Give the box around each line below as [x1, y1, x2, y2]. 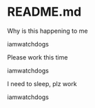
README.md [7, 4, 82, 20]
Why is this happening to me [7, 27, 88, 35]
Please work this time [7, 53, 68, 62]
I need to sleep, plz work [7, 79, 77, 87]
